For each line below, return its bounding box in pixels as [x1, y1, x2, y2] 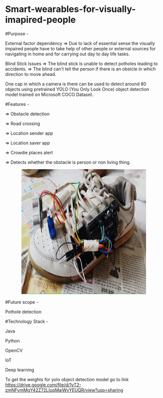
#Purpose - [5, 30, 29, 36]
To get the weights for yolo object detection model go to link [5, 376, 129, 383]
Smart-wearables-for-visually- [5, 3, 136, 15]
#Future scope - [5, 299, 38, 305]
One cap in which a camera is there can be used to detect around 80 [5, 81, 147, 87]
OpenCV [5, 347, 23, 353]
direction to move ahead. [5, 71, 56, 77]
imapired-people [5, 14, 76, 25]
